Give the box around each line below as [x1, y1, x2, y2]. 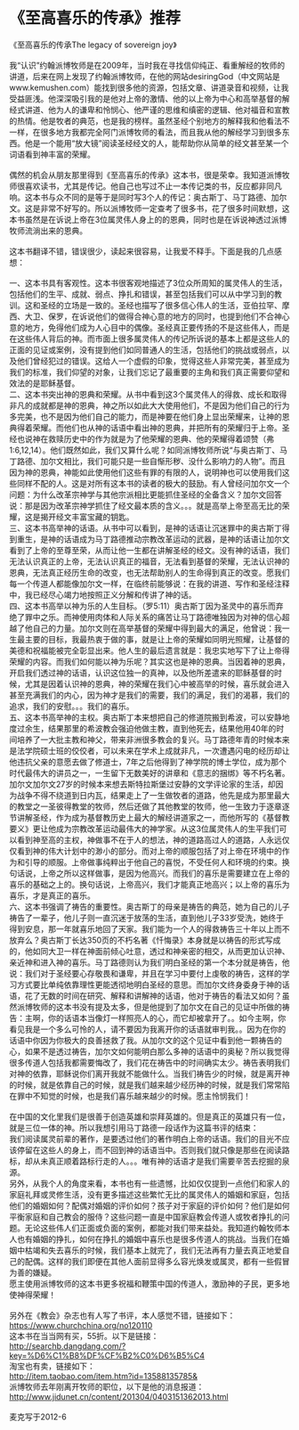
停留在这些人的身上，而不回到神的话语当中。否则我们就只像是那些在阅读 [16, 1144, 282, 1155]
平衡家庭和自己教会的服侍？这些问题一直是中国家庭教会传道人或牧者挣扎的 [9, 1211, 282, 1222]
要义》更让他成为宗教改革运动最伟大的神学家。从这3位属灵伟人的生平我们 [9, 823, 279, 834]
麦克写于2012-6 [9, 1411, 67, 1422]
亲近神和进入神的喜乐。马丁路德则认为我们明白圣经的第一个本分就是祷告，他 [9, 957, 290, 968]
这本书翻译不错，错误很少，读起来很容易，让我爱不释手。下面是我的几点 [9, 246, 274, 257]
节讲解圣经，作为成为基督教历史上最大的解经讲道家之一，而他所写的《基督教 [9, 812, 290, 822]
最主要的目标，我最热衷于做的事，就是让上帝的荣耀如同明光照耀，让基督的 [16, 633, 290, 644]
